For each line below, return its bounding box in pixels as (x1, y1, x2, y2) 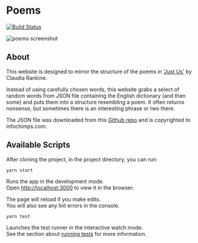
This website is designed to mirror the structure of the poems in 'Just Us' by (6, 68, 192, 75)
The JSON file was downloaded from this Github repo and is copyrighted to (6, 116, 191, 123)
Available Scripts (6, 140, 70, 150)
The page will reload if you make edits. (6, 195, 101, 202)
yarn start (6, 167, 33, 173)
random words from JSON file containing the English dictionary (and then (6, 92, 186, 99)
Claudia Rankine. (6, 74, 48, 81)
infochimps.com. (6, 123, 48, 130)
